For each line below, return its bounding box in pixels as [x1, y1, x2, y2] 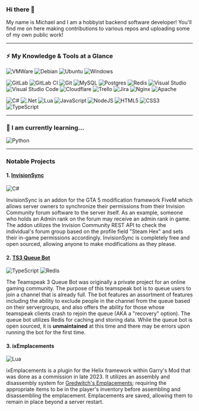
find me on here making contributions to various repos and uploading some [6, 25, 190, 32]
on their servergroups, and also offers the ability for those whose [6, 304, 165, 311]
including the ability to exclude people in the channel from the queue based [6, 297, 191, 305]
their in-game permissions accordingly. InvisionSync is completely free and [6, 234, 190, 241]
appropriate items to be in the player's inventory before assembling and [6, 386, 181, 393]
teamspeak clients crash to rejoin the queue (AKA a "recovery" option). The [6, 310, 191, 317]
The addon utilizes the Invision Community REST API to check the [6, 222, 166, 229]
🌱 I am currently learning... [6, 124, 85, 132]
